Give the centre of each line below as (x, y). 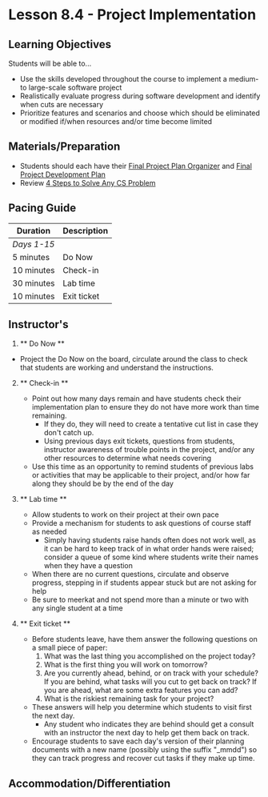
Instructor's (39, 324)
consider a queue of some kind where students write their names (151, 557)
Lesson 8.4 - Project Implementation (132, 15)
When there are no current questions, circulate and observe (130, 575)
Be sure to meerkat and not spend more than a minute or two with (140, 600)
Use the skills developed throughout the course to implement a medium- (139, 79)
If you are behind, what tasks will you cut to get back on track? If (150, 682)
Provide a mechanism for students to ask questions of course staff (142, 523)
